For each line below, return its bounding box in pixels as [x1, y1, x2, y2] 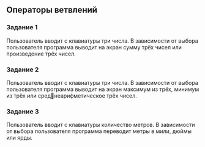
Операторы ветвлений [6, 5, 98, 15]
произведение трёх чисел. [6, 50, 76, 57]
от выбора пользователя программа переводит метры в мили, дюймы [6, 127, 192, 135]
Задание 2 [6, 65, 39, 74]
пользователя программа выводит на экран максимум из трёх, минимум [6, 85, 199, 93]
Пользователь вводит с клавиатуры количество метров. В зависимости [6, 121, 195, 129]
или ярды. [6, 134, 32, 142]
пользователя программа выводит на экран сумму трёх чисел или [6, 43, 182, 51]
